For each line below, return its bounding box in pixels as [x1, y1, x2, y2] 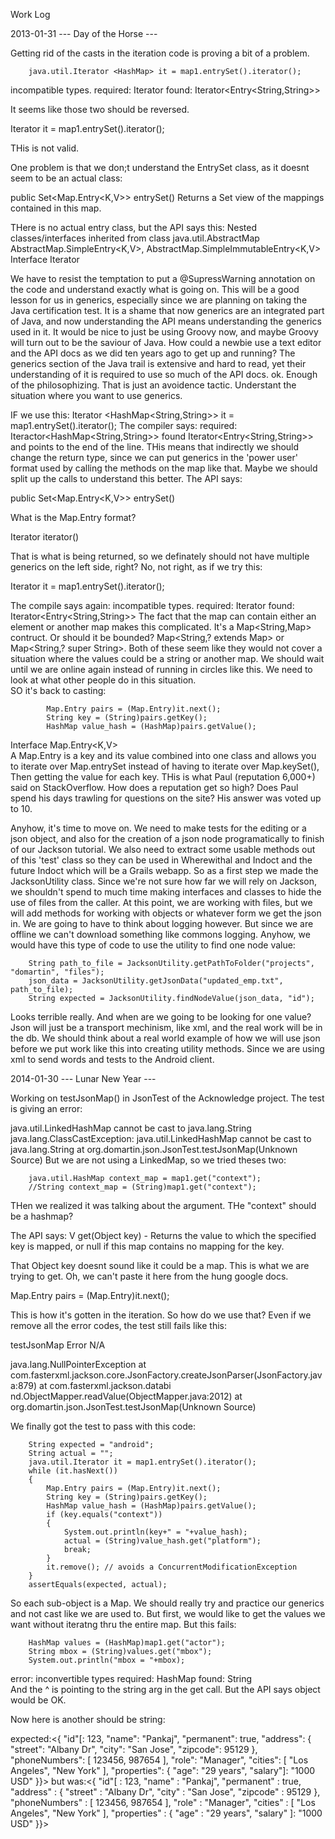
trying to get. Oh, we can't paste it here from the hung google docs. [10, 1270, 289, 1282]
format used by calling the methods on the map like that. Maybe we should [10, 462, 318, 474]
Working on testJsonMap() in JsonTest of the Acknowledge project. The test [10, 1092, 325, 1104]
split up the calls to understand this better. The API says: [10, 473, 243, 484]
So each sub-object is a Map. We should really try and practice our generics [10, 1597, 325, 1609]
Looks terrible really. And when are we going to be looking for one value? [10, 1011, 312, 1023]
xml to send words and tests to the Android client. [10, 1054, 215, 1065]
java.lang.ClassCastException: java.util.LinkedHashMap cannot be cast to [10, 1133, 312, 1144]
